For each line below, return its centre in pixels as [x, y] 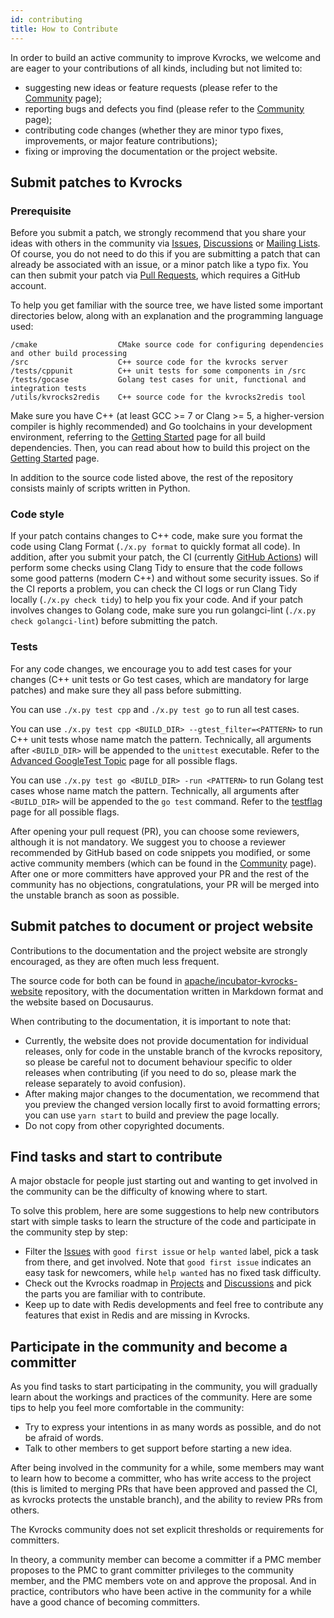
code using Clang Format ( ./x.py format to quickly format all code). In [155, 547]
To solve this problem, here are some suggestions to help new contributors [165, 1211]
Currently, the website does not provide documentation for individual [166, 1040]
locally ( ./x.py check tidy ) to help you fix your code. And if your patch [157, 600]
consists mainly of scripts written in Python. [100, 488]
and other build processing [69, 354]
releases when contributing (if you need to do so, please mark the [160, 1072]
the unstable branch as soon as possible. [95, 895]
